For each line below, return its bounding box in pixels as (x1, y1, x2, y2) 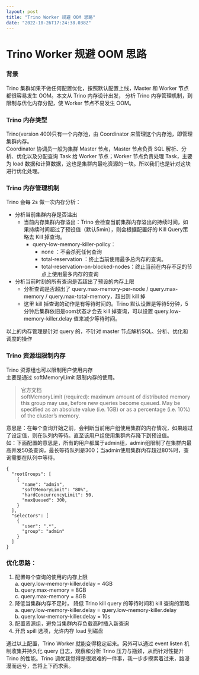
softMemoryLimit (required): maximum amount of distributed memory (20, 393, 191, 400)
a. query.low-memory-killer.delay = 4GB (14, 580, 113, 588)
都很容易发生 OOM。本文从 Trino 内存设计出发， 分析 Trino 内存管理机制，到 (6, 92, 193, 99)
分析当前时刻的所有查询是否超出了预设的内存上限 (14, 278, 134, 285)
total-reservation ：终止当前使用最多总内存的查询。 (41, 256, 167, 263)
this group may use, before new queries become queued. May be (20, 399, 181, 406)
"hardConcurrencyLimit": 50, (21, 492, 94, 498)
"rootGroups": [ (11, 471, 52, 477)
